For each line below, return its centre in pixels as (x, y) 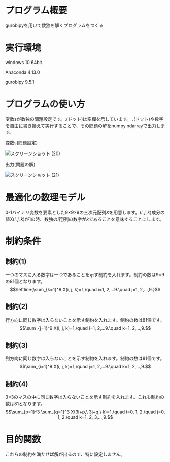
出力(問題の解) (20, 164)
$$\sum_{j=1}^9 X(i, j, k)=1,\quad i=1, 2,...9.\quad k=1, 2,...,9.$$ (85, 328)
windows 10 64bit (24, 62)
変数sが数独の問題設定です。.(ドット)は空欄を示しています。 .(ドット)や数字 (84, 119)
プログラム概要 (36, 10)
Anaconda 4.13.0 (23, 72)
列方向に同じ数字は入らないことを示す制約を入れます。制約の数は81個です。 (85, 358)
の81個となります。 (25, 281)
